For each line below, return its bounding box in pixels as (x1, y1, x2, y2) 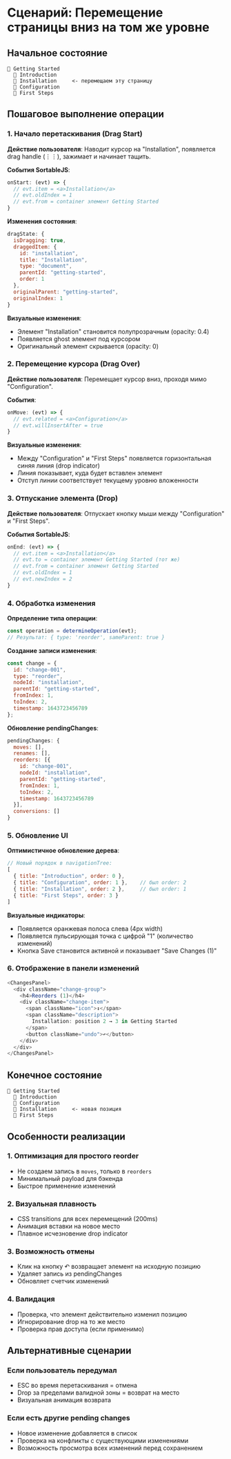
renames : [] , (13, 750, 51, 757)
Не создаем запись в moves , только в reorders (17, 1167, 152, 1175)
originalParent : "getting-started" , (13, 288, 119, 295)
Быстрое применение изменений (17, 1182, 116, 1190)
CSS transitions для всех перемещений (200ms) (17, 1215, 158, 1223)
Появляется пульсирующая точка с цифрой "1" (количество (17, 932, 194, 940)
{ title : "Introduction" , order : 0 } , (13, 873, 125, 880)
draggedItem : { (13, 244, 57, 250)
